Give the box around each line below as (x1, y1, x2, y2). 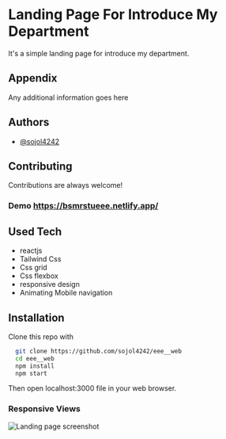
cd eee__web (15, 354, 55, 362)
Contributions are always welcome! (8, 181, 123, 190)
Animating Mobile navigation (19, 288, 113, 298)
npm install (15, 362, 55, 370)
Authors (8, 116, 50, 129)
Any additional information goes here (8, 93, 129, 102)
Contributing (8, 159, 73, 173)
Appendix (8, 71, 58, 85)
